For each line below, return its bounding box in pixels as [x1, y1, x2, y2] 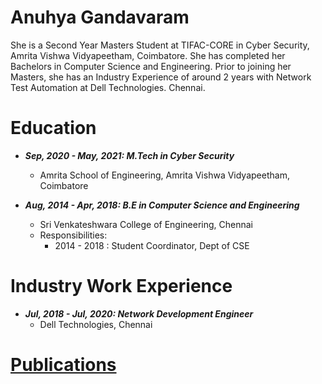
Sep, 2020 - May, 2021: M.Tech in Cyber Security [24, 149, 235, 161]
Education [10, 117, 97, 140]
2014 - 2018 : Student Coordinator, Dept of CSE [54, 239, 250, 251]
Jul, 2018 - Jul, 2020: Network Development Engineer [24, 307, 254, 320]
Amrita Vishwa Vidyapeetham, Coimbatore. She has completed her [10, 49, 286, 61]
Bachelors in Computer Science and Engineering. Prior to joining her [10, 60, 292, 72]
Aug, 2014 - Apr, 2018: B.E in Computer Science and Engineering [24, 199, 300, 211]
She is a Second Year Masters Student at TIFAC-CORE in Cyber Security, [10, 39, 310, 51]
